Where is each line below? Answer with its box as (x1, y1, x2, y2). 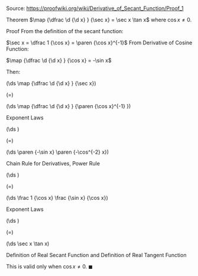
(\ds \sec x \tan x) (6, 240, 50, 247)
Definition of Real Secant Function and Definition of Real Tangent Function (6, 252, 187, 259)
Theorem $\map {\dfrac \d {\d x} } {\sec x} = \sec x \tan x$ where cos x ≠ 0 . (6, 17, 192, 24)
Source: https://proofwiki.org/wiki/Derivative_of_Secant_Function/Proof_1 (6, 5, 184, 12)
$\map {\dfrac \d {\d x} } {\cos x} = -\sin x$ (6, 57, 112, 64)
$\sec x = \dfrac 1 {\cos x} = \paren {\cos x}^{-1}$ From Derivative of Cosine (6, 39, 193, 46)
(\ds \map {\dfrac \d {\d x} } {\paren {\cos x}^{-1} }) (6, 103, 131, 110)
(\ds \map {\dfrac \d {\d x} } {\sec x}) (6, 80, 96, 87)
